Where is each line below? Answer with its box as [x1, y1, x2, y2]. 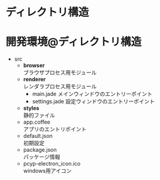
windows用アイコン [23, 167, 72, 175]
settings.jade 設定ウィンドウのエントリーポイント [32, 98, 155, 105]
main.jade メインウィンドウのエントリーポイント [32, 91, 153, 98]
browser [23, 62, 45, 69]
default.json [23, 133, 53, 140]
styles [23, 104, 40, 112]
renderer [23, 76, 46, 83]
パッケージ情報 [23, 154, 61, 161]
